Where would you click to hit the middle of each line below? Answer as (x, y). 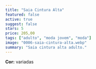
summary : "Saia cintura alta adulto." (46, 47)
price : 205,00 (20, 33)
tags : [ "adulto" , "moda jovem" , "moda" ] (49, 38)
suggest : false (21, 24)
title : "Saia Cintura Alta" (35, 10)
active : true (19, 19)
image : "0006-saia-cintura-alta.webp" (46, 43)
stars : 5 (14, 29)
